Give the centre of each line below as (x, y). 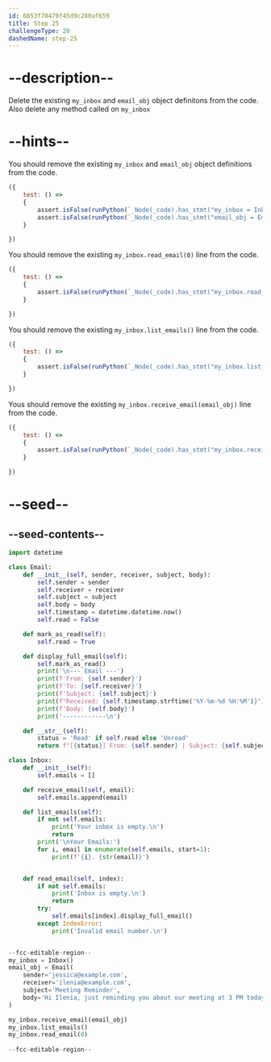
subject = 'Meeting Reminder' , (72, 990)
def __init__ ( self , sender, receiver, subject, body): (117, 575)
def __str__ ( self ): (56, 731)
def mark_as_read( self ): (65, 634)
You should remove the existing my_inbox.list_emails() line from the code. (134, 329)
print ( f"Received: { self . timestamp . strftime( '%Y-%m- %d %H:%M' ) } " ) (151, 701)
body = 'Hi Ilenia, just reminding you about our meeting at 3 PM (133, 997)
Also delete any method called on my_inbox (79, 109)
